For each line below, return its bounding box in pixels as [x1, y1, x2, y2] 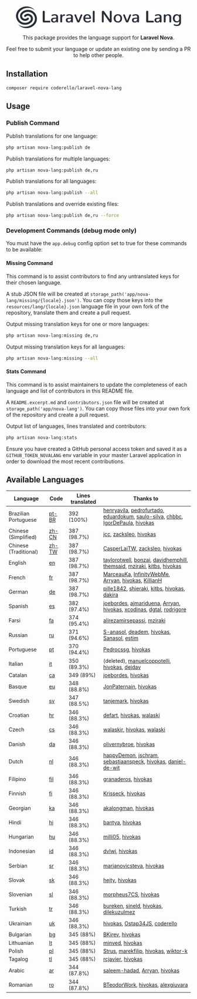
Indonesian [8, 847, 36, 855]
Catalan [8, 671, 28, 679]
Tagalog [8, 956, 28, 963]
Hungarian [8, 833, 34, 840]
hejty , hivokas [103, 876, 137, 883]
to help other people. [73, 52, 124, 59]
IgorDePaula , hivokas [103, 519, 154, 527]
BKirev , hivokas [103, 931, 141, 938]
